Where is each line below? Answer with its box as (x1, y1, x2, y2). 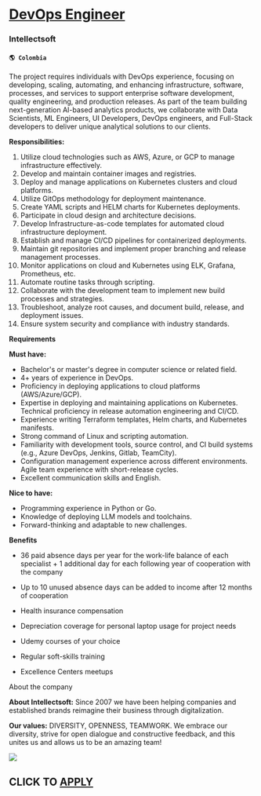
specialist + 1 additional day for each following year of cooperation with (20, 559, 251, 568)
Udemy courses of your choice (20, 637, 121, 646)
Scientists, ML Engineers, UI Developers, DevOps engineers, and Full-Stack (9, 114, 253, 123)
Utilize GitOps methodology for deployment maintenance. (20, 194, 206, 203)
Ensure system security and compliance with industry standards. (20, 319, 230, 329)
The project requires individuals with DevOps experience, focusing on (9, 72, 234, 82)
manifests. (20, 423, 54, 433)
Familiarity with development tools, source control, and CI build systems (20, 440, 253, 449)
